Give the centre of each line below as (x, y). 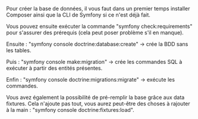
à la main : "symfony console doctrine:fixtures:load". (70, 110)
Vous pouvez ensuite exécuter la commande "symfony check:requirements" (99, 26)
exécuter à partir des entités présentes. (54, 68)
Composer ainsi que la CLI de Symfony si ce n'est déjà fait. (78, 15)
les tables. (19, 50)
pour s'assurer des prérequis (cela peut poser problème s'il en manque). (95, 33)
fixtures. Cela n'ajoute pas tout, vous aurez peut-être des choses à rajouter (98, 104)
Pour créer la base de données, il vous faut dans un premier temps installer (98, 9)
